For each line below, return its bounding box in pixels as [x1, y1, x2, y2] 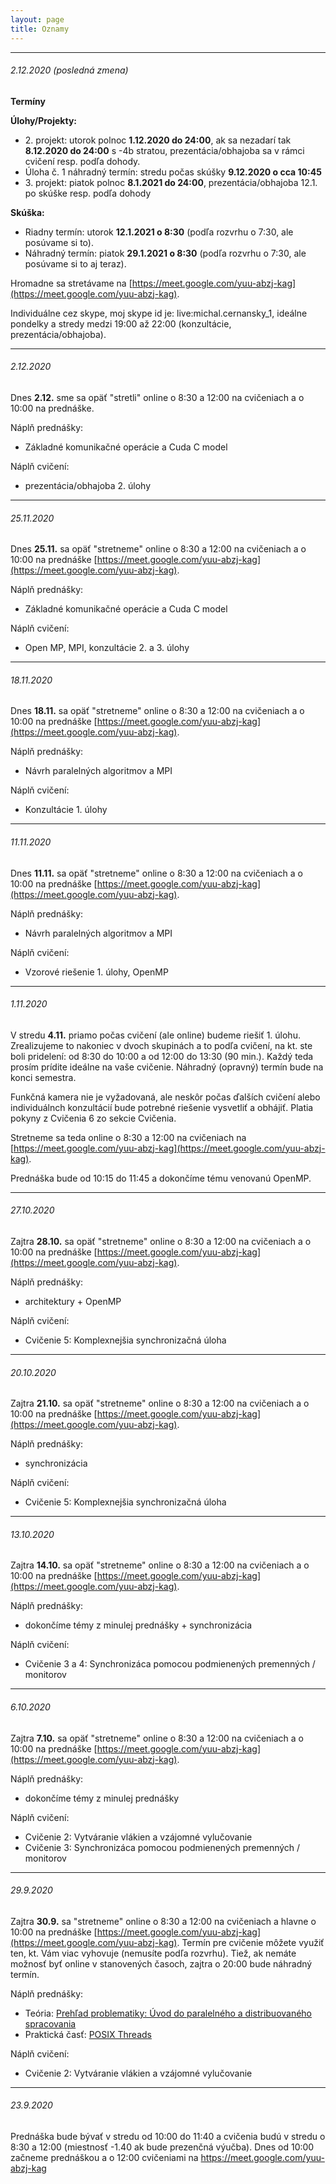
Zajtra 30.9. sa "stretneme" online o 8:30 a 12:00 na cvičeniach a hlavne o [10, 1915, 317, 1927]
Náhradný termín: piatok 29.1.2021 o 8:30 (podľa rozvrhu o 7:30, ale [24, 247, 307, 259]
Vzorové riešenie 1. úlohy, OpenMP [24, 966, 169, 978]
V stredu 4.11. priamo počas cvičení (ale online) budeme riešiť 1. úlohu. [10, 1029, 301, 1041]
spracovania [24, 2017, 77, 2030]
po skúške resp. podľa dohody [24, 187, 152, 199]
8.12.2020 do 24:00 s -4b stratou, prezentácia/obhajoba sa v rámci [24, 144, 305, 156]
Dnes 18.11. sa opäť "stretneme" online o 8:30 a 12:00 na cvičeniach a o [10, 705, 305, 717]
